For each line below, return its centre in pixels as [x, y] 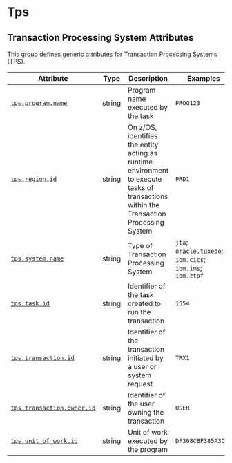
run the [139, 312]
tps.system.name [37, 259]
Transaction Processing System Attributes [100, 38]
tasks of [141, 188]
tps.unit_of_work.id [44, 441]
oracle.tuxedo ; [199, 251]
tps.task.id [30, 304]
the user [141, 404]
